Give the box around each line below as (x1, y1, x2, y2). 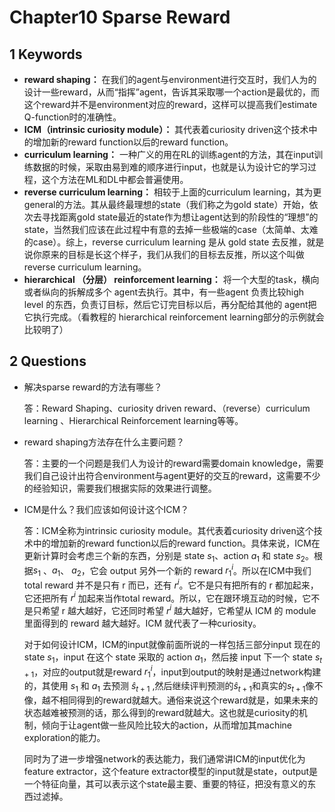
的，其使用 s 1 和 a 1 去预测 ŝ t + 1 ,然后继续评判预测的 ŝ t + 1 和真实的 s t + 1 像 (23, 680, 315, 695)
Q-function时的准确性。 (23, 111, 122, 123)
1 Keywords (9, 46, 83, 63)
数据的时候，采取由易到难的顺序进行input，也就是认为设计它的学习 (32, 161, 308, 173)
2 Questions (9, 353, 87, 370)
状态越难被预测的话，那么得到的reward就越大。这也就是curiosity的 (23, 707, 299, 719)
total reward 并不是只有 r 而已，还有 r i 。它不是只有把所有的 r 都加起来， (23, 577, 319, 591)
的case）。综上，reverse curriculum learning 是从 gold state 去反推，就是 (23, 236, 325, 248)
